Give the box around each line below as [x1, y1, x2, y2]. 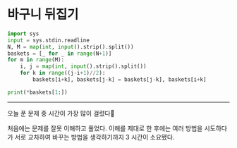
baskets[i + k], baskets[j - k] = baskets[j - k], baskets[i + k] [32, 76, 207, 83]
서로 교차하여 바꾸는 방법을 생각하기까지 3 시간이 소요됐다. [14, 132, 175, 141]
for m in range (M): [7, 56, 65, 63]
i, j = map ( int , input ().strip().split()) [20, 63, 147, 70]
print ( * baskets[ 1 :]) [7, 89, 68, 96]
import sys [7, 30, 39, 37]
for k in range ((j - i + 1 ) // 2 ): [20, 70, 106, 77]
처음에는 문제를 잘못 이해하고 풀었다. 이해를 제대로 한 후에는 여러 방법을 [7, 124, 203, 132]
